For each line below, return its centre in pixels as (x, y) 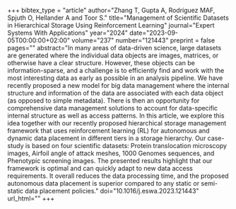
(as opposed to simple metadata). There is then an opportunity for (104, 101)
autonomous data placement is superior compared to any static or (104, 183)
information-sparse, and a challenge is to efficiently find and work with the (116, 70)
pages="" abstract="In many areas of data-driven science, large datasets (114, 48)
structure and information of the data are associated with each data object (116, 93)
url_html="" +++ (31, 198)
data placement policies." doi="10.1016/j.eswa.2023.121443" (112, 191)
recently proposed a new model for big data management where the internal (118, 85)
